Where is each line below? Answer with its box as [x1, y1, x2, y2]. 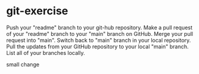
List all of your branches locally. [6, 49, 86, 56]
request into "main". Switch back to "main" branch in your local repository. [6, 36, 191, 44]
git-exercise [6, 4, 68, 18]
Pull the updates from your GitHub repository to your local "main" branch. [6, 43, 189, 50]
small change [6, 61, 40, 68]
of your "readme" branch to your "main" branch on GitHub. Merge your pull [6, 30, 194, 37]
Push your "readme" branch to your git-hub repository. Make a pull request [6, 24, 193, 31]
